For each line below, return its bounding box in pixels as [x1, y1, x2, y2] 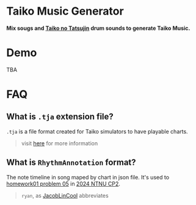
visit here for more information [21, 139, 98, 147]
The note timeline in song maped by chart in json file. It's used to [6, 173, 170, 181]
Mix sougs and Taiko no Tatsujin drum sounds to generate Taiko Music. [6, 24, 191, 32]
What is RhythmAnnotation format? [6, 157, 136, 168]
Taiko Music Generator [6, 4, 124, 18]
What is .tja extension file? [6, 112, 114, 122]
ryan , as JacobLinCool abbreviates [21, 192, 109, 199]
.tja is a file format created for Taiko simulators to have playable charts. [6, 128, 188, 135]
